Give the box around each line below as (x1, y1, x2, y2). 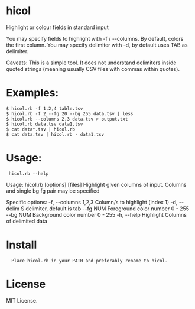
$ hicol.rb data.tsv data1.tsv (6, 121, 83, 127)
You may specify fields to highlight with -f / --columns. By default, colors (6, 35, 184, 42)
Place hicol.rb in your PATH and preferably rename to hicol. (11, 258, 168, 264)
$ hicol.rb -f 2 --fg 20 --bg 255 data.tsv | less (6, 110, 134, 116)
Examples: (6, 86, 59, 100)
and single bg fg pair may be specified (6, 187, 100, 194)
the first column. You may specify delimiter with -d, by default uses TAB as (6, 41, 188, 48)
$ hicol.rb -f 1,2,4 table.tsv (6, 105, 83, 112)
